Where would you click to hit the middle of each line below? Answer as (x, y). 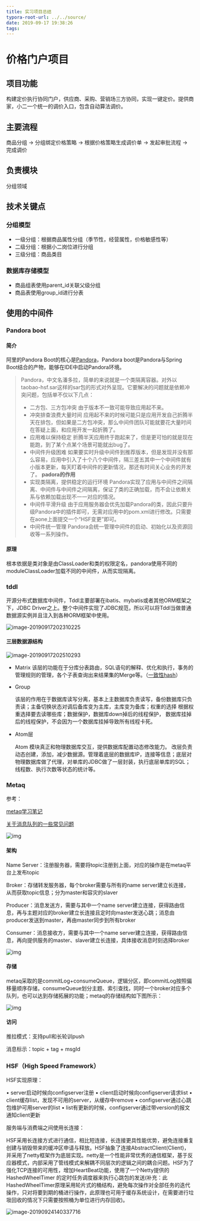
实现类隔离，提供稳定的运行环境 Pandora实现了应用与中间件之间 (108, 482)
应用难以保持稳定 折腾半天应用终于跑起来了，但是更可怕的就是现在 (111, 437)
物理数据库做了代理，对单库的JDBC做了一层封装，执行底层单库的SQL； (102, 762)
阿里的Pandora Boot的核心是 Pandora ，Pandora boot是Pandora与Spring (94, 360)
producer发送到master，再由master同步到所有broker (71, 920)
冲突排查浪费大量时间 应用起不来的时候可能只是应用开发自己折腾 (109, 415)
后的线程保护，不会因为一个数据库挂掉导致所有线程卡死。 (85, 721)
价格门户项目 (38, 60)
